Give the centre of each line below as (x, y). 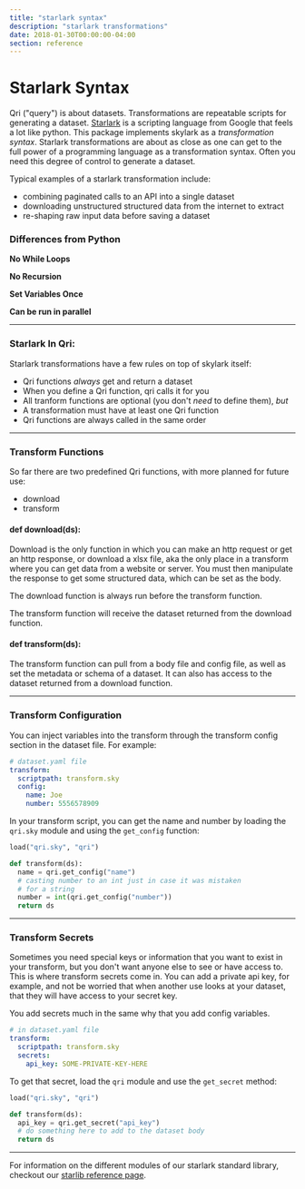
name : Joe (44, 795)
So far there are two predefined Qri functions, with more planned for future (149, 472)
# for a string (46, 889)
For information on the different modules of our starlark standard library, (144, 1165)
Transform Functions (57, 452)
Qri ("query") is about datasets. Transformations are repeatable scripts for (148, 113)
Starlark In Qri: (42, 344)
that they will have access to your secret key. (93, 996)
